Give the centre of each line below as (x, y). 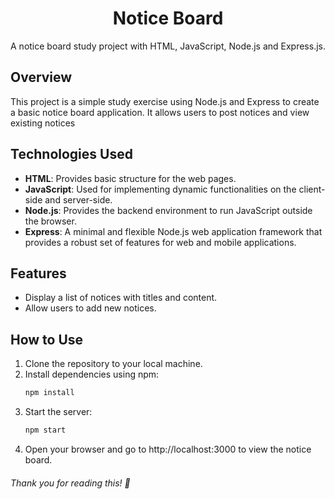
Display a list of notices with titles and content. (121, 298)
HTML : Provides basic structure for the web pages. (130, 178)
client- (312, 189)
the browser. (50, 221)
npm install (49, 393)
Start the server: (58, 412)
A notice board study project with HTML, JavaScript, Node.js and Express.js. (168, 46)
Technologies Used (71, 154)
